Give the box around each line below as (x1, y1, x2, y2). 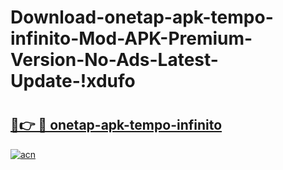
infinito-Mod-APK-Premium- (10, 27, 253, 50)
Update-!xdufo (10, 70, 136, 93)
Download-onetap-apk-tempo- (10, 6, 274, 29)
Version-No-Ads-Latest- (10, 49, 219, 71)
